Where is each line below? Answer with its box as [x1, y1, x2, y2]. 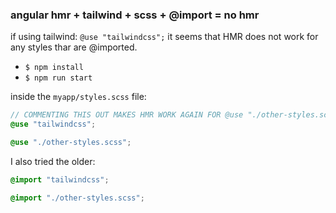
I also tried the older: [10, 155, 96, 167]
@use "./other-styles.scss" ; [10, 138, 132, 148]
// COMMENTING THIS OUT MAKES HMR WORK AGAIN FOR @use [10, 110, 244, 120]
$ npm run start [24, 73, 93, 83]
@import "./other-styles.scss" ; [10, 193, 145, 203]
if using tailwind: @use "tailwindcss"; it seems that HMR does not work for [10, 31, 319, 43]
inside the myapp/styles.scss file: [10, 91, 147, 103]
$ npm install [24, 63, 84, 73]
